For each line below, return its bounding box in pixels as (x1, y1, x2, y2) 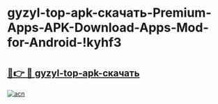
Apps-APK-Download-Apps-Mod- (7, 20, 209, 36)
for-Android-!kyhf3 (7, 35, 122, 50)
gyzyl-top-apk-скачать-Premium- (7, 5, 212, 21)
